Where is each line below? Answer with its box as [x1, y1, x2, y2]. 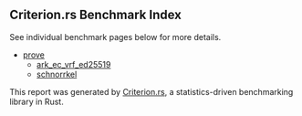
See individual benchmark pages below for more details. [9, 31, 222, 42]
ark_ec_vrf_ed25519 [36, 58, 111, 69]
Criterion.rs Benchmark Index [9, 7, 182, 23]
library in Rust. [9, 96, 64, 107]
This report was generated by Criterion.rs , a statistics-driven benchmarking [9, 86, 294, 97]
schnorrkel [36, 69, 78, 79]
